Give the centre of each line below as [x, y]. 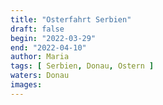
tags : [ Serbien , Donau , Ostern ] [82, 66]
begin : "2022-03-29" [53, 38]
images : [26, 85]
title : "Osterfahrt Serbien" [71, 19]
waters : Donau [40, 76]
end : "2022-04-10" [48, 47]
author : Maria [40, 57]
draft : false [37, 29]
